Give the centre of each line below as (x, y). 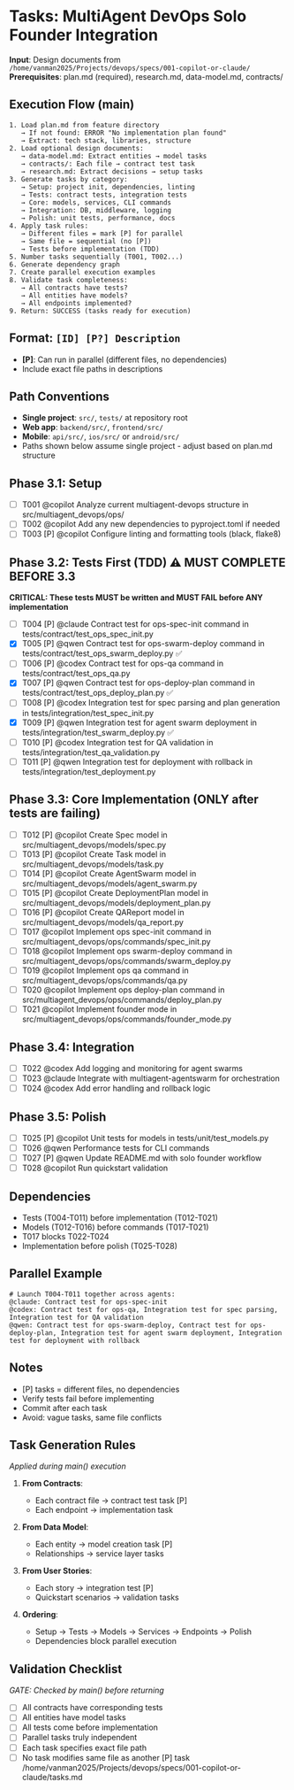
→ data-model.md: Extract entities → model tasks (114, 156)
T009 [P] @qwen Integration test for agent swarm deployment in (139, 722)
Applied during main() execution (68, 1466)
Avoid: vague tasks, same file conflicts (92, 1417)
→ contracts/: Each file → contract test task (108, 164)
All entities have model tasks (74, 1717)
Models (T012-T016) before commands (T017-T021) (115, 1227)
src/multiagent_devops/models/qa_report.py (102, 922)
